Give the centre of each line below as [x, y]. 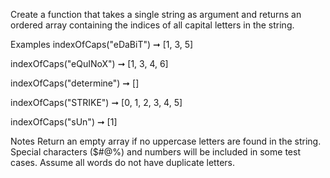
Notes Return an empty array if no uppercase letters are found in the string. [166, 141]
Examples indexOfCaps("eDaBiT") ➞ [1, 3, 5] [102, 44]
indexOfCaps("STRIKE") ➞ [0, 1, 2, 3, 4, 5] [96, 102]
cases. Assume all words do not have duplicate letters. [122, 162]
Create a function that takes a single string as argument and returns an [156, 14]
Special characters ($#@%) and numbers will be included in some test [155, 152]
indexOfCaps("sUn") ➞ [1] [64, 122]
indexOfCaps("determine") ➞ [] [75, 83]
